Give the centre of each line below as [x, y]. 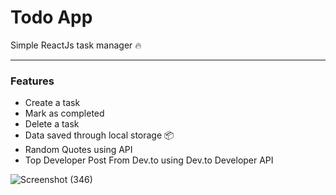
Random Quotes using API [78, 150]
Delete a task [52, 124]
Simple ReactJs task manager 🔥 [76, 45]
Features [32, 81]
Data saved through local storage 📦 [99, 135]
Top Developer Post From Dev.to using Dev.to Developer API [149, 160]
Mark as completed [64, 113]
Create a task [52, 103]
